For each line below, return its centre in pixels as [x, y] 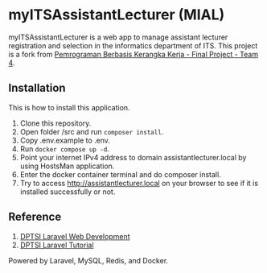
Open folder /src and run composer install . [92, 131]
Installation [37, 88]
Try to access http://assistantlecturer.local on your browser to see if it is [139, 183]
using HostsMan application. [67, 166]
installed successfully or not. [68, 192]
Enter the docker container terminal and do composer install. [120, 174]
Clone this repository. [55, 123]
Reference [35, 217]
